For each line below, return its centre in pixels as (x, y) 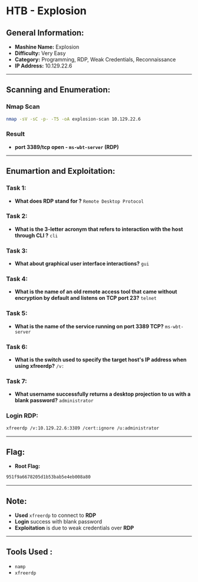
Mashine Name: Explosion (47, 47)
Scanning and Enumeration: (58, 90)
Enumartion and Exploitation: (61, 171)
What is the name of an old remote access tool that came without (96, 292)
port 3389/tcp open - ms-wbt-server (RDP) (67, 147)
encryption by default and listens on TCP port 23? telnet (86, 298)
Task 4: (17, 279)
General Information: (45, 33)
